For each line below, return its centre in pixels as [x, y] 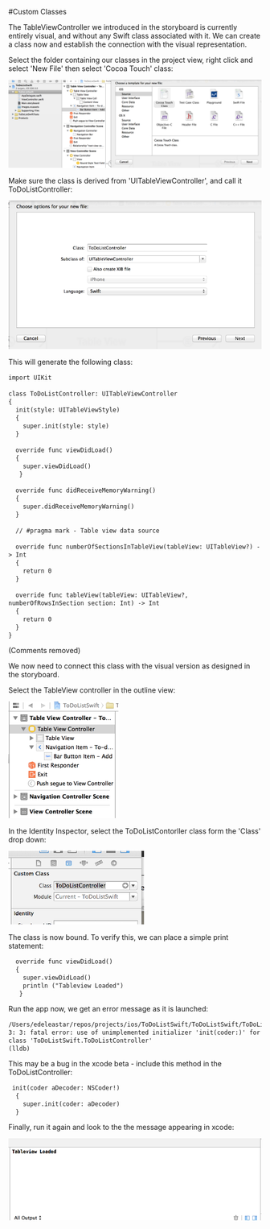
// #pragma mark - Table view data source [88, 531]
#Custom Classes [37, 12]
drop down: [27, 839]
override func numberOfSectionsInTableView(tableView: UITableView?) [134, 547]
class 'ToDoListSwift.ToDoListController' [80, 1041]
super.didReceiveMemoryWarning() [79, 507]
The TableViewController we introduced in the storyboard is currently [123, 27]
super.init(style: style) [66, 426]
